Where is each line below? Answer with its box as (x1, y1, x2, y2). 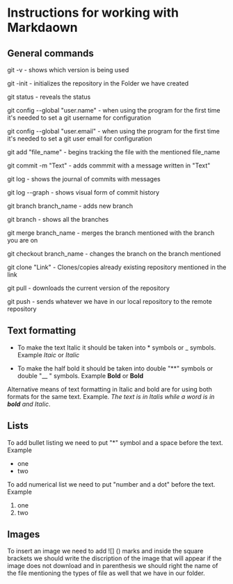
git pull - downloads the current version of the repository (7, 284, 170, 292)
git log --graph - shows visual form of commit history (7, 188, 160, 196)
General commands (7, 47, 94, 59)
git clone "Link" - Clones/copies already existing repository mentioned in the (7, 263, 227, 271)
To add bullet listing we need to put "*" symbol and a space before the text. (7, 438, 224, 446)
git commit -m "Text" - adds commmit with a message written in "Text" (7, 161, 211, 170)
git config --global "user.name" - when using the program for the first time (7, 106, 220, 114)
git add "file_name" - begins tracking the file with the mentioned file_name (7, 148, 220, 156)
